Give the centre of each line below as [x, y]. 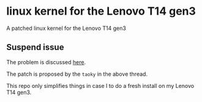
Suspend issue [35, 47]
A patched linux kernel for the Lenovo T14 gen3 [66, 28]
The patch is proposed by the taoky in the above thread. [77, 74]
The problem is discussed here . [46, 62]
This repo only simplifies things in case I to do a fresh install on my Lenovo [100, 86]
